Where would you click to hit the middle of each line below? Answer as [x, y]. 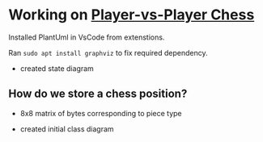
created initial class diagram [67, 129]
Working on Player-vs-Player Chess [131, 15]
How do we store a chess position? [98, 94]
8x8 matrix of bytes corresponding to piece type [101, 113]
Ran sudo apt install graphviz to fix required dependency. [108, 52]
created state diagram [57, 68]
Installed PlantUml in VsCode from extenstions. [87, 37]
